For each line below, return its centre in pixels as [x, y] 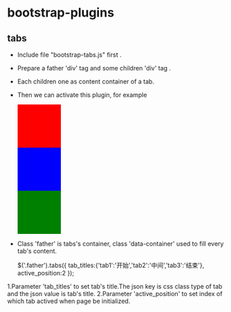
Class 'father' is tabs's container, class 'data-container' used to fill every [120, 244]
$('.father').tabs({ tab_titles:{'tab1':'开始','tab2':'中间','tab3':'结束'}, [111, 265]
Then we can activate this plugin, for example [82, 95]
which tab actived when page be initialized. [69, 301]
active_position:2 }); [46, 273]
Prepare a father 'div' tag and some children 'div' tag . [94, 68]
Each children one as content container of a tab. [85, 81]
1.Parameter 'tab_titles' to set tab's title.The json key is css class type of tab [115, 286]
